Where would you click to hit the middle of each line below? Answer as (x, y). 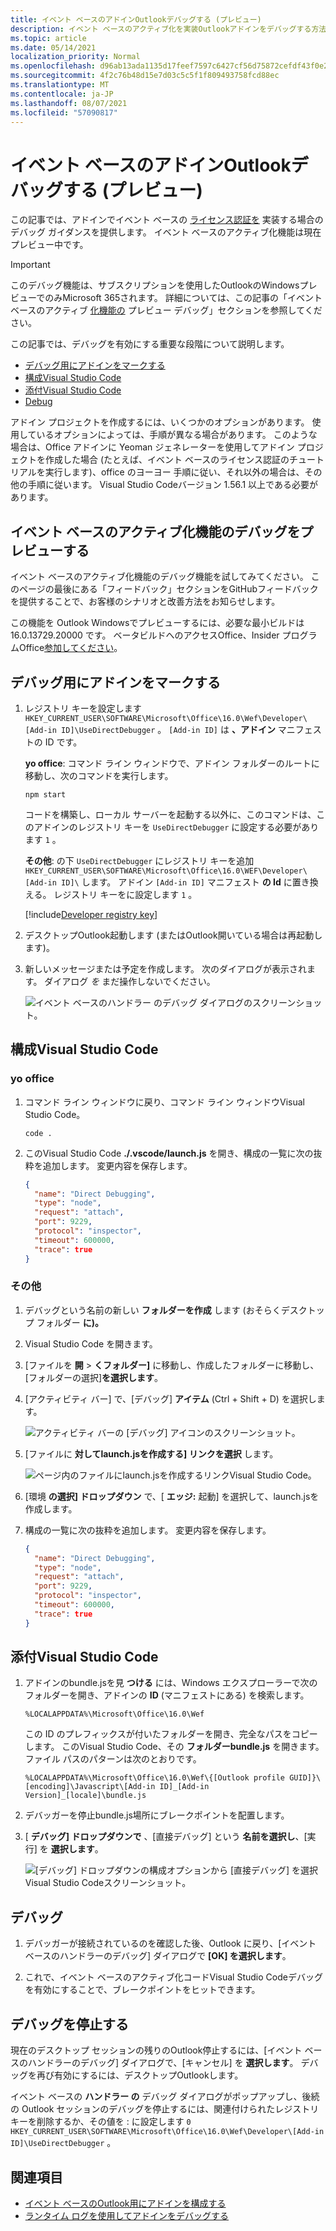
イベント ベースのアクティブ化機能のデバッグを (155, 531)
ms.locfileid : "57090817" (64, 112)
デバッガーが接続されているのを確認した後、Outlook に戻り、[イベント (170, 1943)
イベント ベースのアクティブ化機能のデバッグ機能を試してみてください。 (159, 577)
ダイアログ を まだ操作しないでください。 (130, 981)
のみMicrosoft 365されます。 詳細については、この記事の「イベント (183, 298)
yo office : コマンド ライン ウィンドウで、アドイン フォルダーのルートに (172, 763)
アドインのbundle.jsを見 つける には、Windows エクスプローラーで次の (171, 1683)
